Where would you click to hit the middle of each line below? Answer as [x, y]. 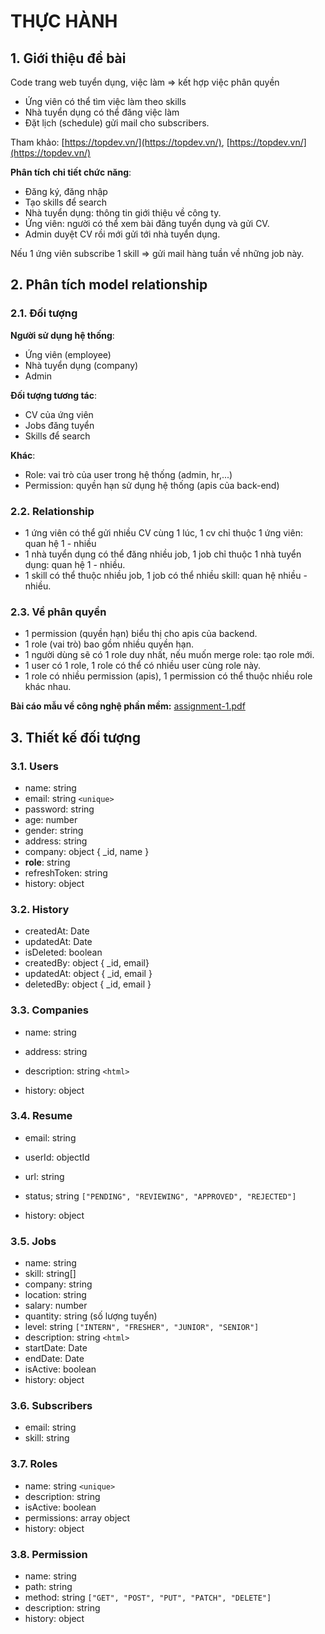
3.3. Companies [49, 1010]
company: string [58, 1284]
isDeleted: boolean [63, 952]
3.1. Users [34, 766]
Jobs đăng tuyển [59, 425]
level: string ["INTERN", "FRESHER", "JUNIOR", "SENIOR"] [142, 1327]
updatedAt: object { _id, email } [88, 974]
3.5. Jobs [33, 1241]
